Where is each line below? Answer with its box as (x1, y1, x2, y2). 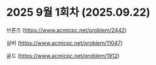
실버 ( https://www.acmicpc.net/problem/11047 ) (6, 39, 123, 46)
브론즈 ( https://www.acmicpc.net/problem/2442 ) (6, 26, 127, 34)
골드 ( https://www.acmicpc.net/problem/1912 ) (6, 52, 120, 59)
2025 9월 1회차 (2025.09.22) (6, 5, 151, 19)
